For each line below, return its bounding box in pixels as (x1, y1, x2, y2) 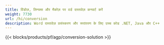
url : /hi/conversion (5, 16, 48, 21)
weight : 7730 (5, 12, 32, 17)
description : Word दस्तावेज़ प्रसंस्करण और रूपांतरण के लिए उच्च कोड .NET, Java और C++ (5, 21, 160, 26)
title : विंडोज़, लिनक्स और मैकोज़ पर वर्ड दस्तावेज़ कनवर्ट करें (5, 7, 103, 12)
